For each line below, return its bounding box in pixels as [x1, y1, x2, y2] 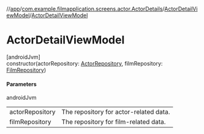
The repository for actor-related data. [61, 108, 170, 116]
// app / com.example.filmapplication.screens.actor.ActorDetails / [6, 6, 165, 12]
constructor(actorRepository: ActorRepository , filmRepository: [6, 59, 163, 67]
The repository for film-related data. [61, 117, 166, 126]
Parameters [6, 80, 37, 87]
